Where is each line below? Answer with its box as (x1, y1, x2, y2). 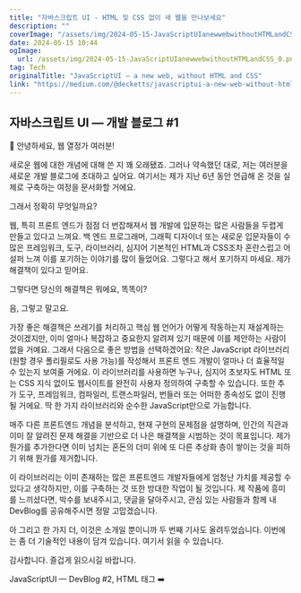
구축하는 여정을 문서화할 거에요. (25, 182, 136, 193)
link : (9, 80, 30, 89)
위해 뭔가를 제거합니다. (18, 453, 99, 464)
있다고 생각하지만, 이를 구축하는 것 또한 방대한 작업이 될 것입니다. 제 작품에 (9, 483, 270, 494)
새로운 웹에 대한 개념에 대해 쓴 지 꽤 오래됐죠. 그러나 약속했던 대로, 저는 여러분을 (9, 159, 288, 170)
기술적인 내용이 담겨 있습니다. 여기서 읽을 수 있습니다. (37, 536, 224, 546)
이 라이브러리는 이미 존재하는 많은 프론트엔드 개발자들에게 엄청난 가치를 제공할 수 (9, 472, 292, 483)
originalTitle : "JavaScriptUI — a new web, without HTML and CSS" (9, 72, 262, 81)
